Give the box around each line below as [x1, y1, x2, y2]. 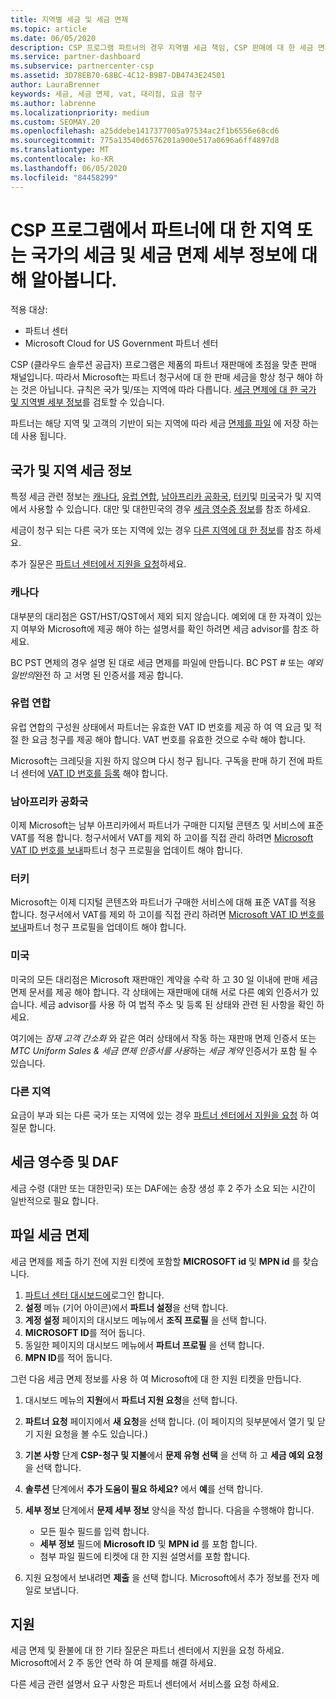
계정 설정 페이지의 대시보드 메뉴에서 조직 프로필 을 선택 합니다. [24, 1314, 267, 1326]
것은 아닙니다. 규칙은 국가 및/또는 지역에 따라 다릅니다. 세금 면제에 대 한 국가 [20, 384, 317, 396]
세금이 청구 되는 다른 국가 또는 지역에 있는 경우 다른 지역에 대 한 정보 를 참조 [10, 524, 303, 536]
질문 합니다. [10, 1122, 57, 1134]
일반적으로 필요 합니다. [10, 1194, 99, 1206]
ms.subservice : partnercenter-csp [10, 61, 155, 71]
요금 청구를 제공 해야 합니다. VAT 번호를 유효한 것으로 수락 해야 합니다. [31, 733, 306, 745]
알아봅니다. [30, 269, 118, 291]
